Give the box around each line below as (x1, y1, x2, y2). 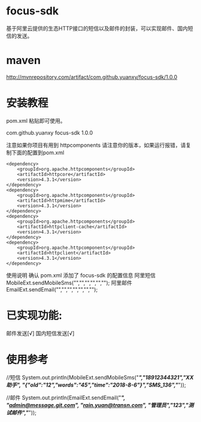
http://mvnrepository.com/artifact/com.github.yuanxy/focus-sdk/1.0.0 (6, 73, 178, 80)
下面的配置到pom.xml (11, 148, 65, 156)
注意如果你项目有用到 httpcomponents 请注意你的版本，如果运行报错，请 (6, 141, 187, 148)
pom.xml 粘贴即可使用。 (6, 117, 66, 124)
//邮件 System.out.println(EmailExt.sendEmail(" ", (6, 394, 126, 401)
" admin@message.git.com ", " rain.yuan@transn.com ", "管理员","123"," (6, 401, 188, 408)
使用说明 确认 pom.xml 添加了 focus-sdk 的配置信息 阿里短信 (6, 271, 156, 279)
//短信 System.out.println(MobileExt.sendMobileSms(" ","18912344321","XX (6, 374, 194, 381)
